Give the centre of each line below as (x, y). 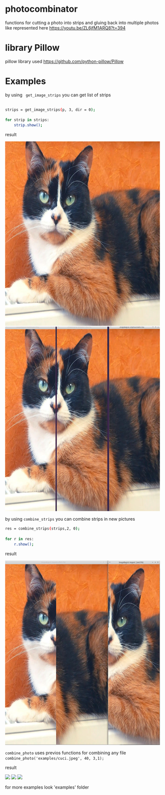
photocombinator (41, 9)
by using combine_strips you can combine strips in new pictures (70, 519)
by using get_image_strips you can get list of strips (58, 95)
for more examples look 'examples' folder (47, 787)
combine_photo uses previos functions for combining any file (66, 753)
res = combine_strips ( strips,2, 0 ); (42, 529)
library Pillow (32, 48)
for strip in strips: (27, 120)
